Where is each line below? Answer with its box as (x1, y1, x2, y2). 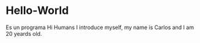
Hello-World (6, 4, 69, 18)
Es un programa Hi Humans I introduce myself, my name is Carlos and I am (6, 24, 194, 31)
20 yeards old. (6, 30, 42, 37)
